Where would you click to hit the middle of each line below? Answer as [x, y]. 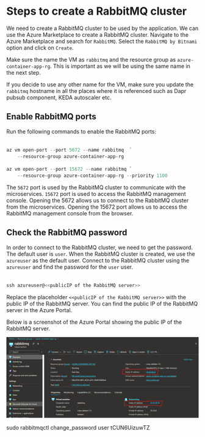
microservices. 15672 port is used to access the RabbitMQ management [96, 194]
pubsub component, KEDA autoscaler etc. [59, 97]
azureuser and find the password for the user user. [70, 267]
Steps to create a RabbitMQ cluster [97, 11]
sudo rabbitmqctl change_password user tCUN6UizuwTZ [78, 428]
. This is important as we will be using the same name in [120, 66]
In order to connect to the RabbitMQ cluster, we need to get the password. [100, 247]
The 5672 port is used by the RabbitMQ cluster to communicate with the [96, 187]
